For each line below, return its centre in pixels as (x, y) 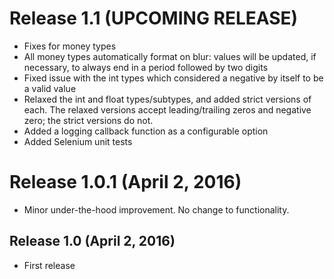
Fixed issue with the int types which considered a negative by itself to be (173, 78)
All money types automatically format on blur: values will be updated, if (170, 56)
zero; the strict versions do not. (88, 120)
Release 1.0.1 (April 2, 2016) (125, 182)
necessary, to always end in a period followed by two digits (146, 67)
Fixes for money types (70, 46)
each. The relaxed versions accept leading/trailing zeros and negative (167, 109)
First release (49, 265)
